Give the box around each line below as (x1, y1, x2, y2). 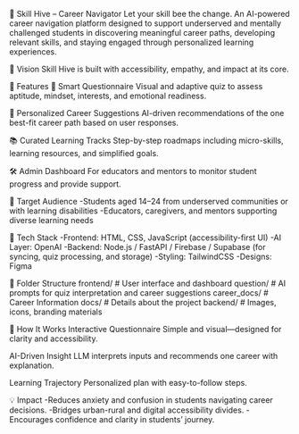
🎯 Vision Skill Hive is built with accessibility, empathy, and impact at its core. (9, 63, 289, 74)
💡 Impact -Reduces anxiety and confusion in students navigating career (9, 395, 274, 405)
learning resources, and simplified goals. (9, 148, 159, 158)
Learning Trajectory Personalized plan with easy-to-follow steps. (9, 378, 248, 388)
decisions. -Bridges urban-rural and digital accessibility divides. (9, 405, 245, 415)
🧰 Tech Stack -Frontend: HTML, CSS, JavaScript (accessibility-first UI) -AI (9, 232, 282, 243)
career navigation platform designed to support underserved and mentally (9, 18, 282, 29)
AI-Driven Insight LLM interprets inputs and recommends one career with (9, 351, 278, 361)
